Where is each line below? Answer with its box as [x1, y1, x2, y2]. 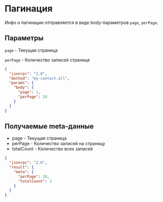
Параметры [4, 34, 44, 42]
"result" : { [9, 165, 34, 170]
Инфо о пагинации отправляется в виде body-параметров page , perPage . [4, 19, 159, 25]
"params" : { [9, 80, 34, 85]
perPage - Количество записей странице [4, 57, 90, 63]
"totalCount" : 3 [17, 179, 52, 184]
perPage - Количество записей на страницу [11, 141, 106, 147]
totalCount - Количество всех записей [11, 146, 93, 152]
